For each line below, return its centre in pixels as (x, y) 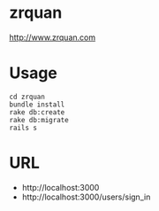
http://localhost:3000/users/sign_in (86, 197)
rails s (23, 128)
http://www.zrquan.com (52, 37)
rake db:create (37, 112)
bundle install (37, 105)
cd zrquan (27, 97)
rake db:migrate (39, 120)
